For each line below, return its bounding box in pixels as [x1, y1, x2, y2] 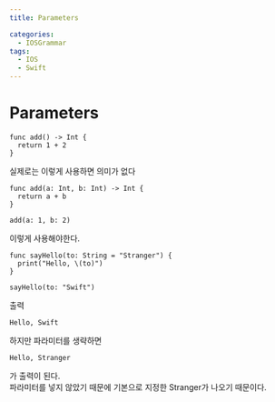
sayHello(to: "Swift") [9, 283, 95, 292]
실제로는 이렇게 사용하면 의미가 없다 [9, 166, 136, 176]
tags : [9, 46, 30, 55]
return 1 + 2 [17, 140, 67, 150]
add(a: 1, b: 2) [9, 216, 71, 225]
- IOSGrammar [17, 38, 67, 47]
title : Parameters [9, 13, 79, 23]
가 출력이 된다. [9, 370, 61, 381]
